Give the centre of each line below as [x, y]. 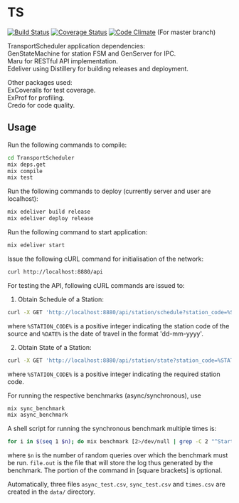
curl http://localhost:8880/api [55, 271]
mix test [20, 178]
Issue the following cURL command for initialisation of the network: [106, 259]
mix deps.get [27, 165]
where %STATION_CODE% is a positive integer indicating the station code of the [118, 326]
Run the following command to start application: [78, 232]
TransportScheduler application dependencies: [76, 46]
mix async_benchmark [38, 415]
